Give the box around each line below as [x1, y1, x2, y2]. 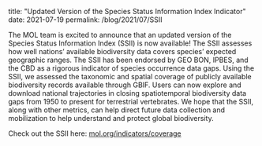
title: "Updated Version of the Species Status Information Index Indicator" [8, 7, 246, 16]
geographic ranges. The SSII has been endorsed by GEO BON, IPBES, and [8, 55, 249, 64]
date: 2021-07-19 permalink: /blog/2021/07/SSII [8, 15, 163, 24]
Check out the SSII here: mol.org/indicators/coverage [8, 129, 182, 138]
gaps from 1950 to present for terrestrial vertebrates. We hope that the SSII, [8, 97, 254, 106]
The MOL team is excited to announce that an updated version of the [8, 31, 232, 39]
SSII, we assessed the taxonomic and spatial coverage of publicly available [8, 72, 252, 81]
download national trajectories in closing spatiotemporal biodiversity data [8, 89, 247, 97]
